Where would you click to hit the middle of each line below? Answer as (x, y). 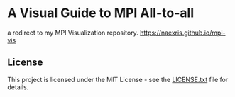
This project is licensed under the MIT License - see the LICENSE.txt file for (118, 79)
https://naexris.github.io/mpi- (182, 33)
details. (18, 87)
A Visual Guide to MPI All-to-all (100, 13)
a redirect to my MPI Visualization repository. (73, 33)
